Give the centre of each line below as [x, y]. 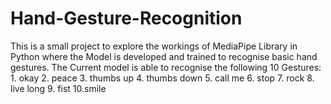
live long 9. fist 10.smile [58, 88]
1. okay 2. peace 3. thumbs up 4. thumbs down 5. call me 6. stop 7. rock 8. [162, 78]
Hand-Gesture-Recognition [126, 18]
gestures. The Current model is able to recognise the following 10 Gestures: [166, 67]
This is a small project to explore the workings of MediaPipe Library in [154, 46]
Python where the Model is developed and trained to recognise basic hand [164, 56]
